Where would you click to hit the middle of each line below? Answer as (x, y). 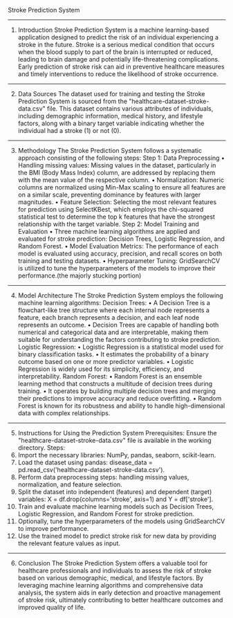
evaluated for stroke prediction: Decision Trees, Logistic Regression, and (121, 239)
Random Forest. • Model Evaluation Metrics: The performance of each (118, 246)
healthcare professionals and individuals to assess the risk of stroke (114, 571)
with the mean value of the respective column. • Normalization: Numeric (121, 180)
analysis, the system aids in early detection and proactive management (119, 592)
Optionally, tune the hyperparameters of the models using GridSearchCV (121, 521)
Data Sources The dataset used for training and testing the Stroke (111, 94)
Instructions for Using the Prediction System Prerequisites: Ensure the (117, 433)
